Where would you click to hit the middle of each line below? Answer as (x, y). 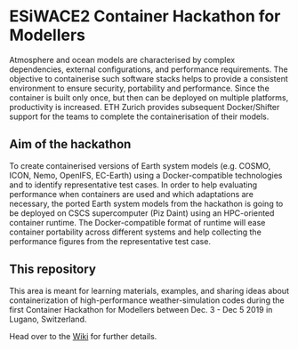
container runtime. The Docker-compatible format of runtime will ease (137, 222)
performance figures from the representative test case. (110, 241)
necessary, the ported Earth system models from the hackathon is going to (146, 203)
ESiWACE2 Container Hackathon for (145, 16)
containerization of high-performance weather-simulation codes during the (147, 300)
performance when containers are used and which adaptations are (131, 194)
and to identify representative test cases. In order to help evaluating (133, 185)
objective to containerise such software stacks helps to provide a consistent (149, 78)
